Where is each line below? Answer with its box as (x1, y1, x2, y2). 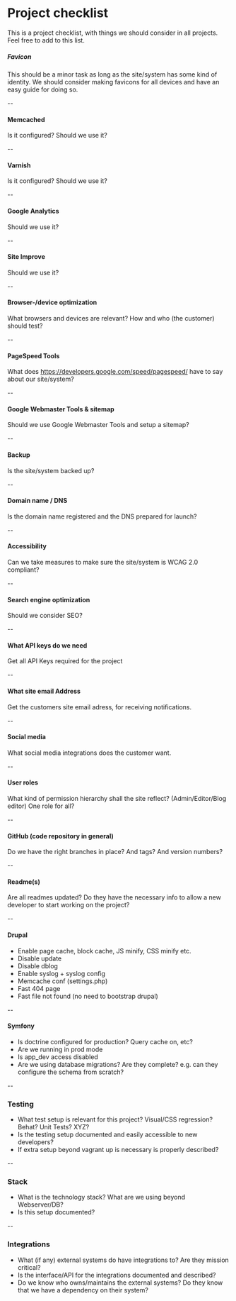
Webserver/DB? (17, 1200, 64, 1209)
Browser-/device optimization (7, 298, 98, 306)
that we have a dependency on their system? (17, 1285, 148, 1294)
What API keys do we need (7, 641, 88, 650)
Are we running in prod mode (17, 1045, 103, 1053)
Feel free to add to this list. (7, 35, 85, 44)
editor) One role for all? (7, 802, 75, 810)
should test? (7, 321, 43, 330)
